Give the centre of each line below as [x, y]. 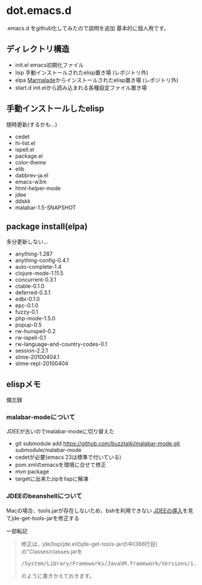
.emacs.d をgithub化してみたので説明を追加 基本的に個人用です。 [88, 28]
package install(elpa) [47, 226]
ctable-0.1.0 [30, 286]
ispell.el [24, 149]
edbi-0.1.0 [28, 299]
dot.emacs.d [39, 11]
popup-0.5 [28, 325]
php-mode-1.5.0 [35, 319]
